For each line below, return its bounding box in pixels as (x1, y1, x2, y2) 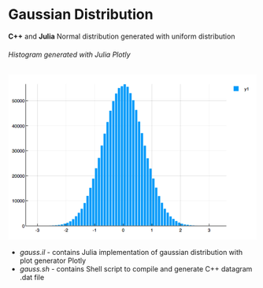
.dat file (19, 273, 45, 282)
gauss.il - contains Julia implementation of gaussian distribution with (19, 248, 243, 257)
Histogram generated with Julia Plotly (8, 50, 131, 59)
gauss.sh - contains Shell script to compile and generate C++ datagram (19, 264, 253, 274)
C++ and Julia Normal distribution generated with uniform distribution (8, 31, 235, 41)
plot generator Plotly (19, 256, 87, 265)
